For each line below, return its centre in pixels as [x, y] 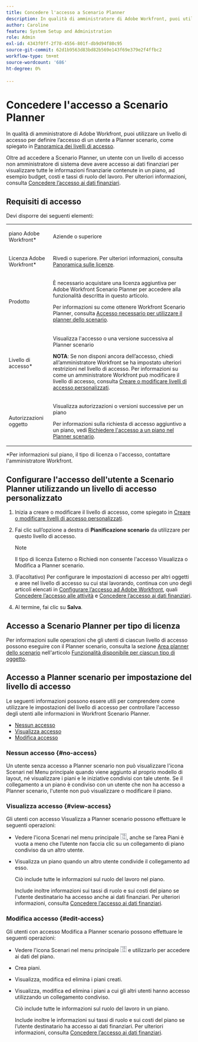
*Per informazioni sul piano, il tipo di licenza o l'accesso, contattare [88, 455]
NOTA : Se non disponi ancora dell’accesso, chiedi [113, 356]
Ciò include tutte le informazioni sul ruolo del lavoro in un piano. [92, 1008]
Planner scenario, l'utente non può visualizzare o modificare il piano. [89, 791]
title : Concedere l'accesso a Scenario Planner [66, 12]
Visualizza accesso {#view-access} [59, 806]
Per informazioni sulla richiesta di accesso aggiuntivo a [119, 423]
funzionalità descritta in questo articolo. [101, 296]
